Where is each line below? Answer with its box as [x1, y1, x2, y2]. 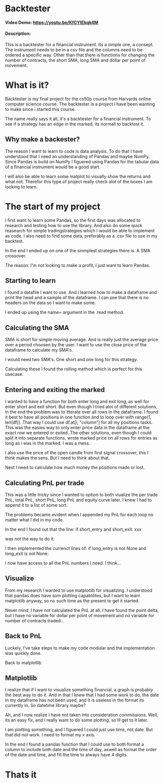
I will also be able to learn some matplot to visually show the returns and [5, 173, 151, 179]
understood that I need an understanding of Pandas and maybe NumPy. [5, 153, 150, 159]
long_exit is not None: [5, 550, 49, 556]
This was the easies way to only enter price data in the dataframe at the [5, 425, 150, 431]
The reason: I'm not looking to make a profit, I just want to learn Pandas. [5, 262, 150, 268]
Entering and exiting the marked [5, 386, 105, 394]
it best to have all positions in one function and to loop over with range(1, [5, 414, 152, 420]
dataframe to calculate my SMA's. [5, 347, 73, 353]
